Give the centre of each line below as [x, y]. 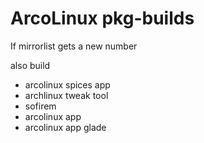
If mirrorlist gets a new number [74, 46]
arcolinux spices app [67, 84]
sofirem [40, 106]
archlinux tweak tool [66, 95]
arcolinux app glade [65, 127]
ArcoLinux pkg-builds [102, 18]
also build [30, 65]
